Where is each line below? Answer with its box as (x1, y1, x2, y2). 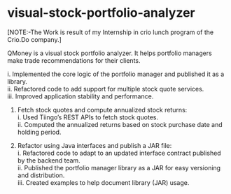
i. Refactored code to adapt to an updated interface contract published (17, 149, 222, 157)
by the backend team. (17, 156, 80, 165)
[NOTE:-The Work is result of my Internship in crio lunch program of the (7, 28, 214, 36)
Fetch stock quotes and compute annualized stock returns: (17, 105, 188, 114)
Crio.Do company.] (7, 35, 62, 43)
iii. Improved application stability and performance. (7, 92, 154, 100)
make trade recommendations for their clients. (7, 56, 141, 64)
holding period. (17, 128, 62, 136)
